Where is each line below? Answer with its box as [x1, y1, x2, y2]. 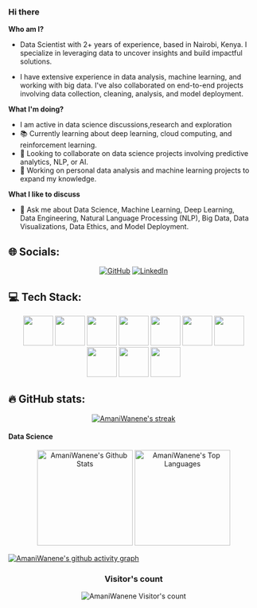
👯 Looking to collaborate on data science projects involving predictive [19, 149, 249, 158]
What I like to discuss [8, 189, 81, 199]
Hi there [8, 6, 40, 18]
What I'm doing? [8, 104, 64, 114]
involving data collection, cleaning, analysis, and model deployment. [19, 89, 244, 99]
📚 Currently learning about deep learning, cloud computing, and [19, 129, 232, 138]
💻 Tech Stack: [8, 290, 82, 304]
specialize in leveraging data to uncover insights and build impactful [19, 49, 243, 58]
